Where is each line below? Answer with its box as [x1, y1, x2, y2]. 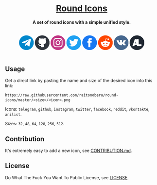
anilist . [5, 111, 22, 117]
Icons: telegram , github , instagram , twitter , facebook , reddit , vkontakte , [5, 106, 150, 112]
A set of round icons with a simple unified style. [32, 19, 131, 25]
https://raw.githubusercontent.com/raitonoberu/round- [5, 93, 119, 98]
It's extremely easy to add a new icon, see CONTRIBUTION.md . [5, 148, 132, 153]
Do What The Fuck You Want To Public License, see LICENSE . [5, 174, 129, 180]
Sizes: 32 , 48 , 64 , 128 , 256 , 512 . [5, 121, 65, 127]
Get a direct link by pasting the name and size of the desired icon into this [5, 78, 153, 84]
